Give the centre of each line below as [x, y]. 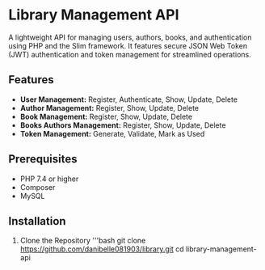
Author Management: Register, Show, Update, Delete [109, 108]
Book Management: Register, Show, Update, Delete [106, 116]
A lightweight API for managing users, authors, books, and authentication [130, 37]
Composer [38, 187]
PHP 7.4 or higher [49, 179]
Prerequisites [43, 159]
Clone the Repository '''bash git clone [83, 241]
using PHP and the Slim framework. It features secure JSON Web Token [128, 45]
